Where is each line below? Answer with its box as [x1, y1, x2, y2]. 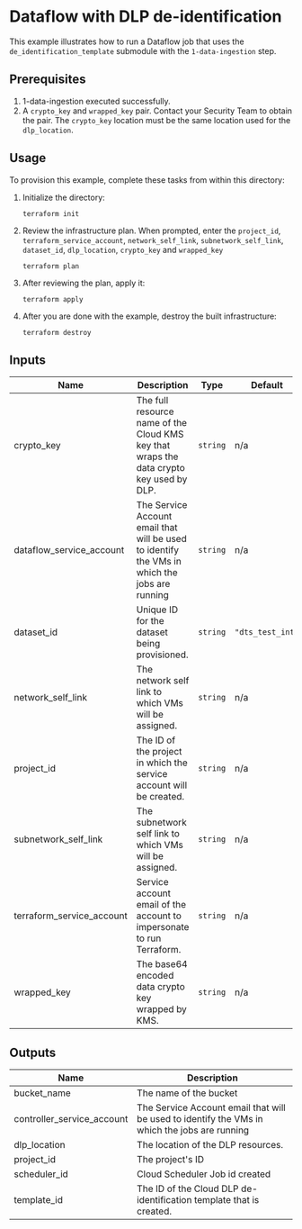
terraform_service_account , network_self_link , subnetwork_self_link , [22, 234, 284, 245]
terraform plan [22, 261, 80, 271]
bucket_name [13, 1087, 71, 1099]
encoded [136, 970, 174, 982]
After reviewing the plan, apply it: [22, 277, 146, 288]
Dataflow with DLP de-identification [9, 6, 282, 27]
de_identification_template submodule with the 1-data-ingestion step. [9, 45, 277, 56]
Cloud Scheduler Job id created [136, 1168, 271, 1180]
